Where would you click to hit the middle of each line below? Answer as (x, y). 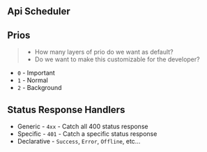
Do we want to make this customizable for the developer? (117, 59)
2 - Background (39, 88)
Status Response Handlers (66, 110)
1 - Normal (33, 80)
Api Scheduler (39, 12)
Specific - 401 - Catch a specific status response (87, 134)
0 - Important (36, 73)
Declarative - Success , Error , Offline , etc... (79, 142)
